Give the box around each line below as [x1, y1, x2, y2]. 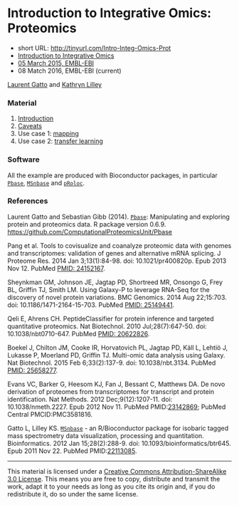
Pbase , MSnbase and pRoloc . [7, 178, 85, 187]
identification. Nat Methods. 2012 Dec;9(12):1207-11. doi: [7, 395, 173, 403]
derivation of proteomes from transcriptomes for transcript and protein [7, 387, 215, 396]
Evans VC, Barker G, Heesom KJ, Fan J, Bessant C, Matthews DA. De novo [7, 380, 225, 388]
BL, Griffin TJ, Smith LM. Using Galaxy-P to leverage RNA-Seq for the [7, 285, 210, 293]
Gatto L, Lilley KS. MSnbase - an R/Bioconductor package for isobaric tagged [7, 424, 229, 432]
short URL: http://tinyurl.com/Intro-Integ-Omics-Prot [17, 43, 171, 52]
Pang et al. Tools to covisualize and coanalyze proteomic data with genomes [7, 241, 232, 250]
